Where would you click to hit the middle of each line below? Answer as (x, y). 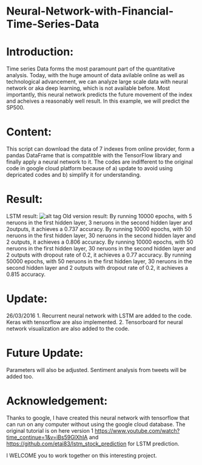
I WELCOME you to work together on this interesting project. (82, 455)
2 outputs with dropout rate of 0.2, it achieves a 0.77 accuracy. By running (99, 255)
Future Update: (45, 353)
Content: (29, 132)
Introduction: (40, 52)
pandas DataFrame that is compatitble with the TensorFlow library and (94, 156)
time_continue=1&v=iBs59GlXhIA (47, 437)
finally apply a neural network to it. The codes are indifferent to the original (99, 162)
